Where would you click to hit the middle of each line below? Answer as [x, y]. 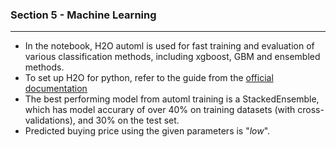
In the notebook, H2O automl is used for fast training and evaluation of [169, 46]
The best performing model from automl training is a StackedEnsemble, [172, 99]
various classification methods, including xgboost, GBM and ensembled [172, 57]
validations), [50, 120]
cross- [311, 110]
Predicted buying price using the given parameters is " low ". [147, 131]
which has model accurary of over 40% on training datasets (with [160, 110]
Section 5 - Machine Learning [83, 15]
